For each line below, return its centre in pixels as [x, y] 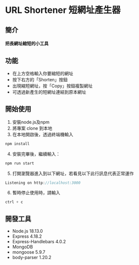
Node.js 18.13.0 [27, 231]
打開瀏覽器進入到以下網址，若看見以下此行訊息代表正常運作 [73, 173]
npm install [17, 144]
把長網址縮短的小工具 [27, 44]
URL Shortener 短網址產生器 [63, 10]
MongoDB [23, 247]
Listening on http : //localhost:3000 [43, 183]
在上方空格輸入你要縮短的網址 [43, 73]
